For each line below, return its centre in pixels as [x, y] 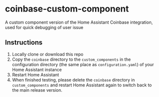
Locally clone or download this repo [48, 54]
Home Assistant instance [37, 69]
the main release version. [37, 90]
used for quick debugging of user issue [44, 27]
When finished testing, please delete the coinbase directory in [73, 80]
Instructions [24, 43]
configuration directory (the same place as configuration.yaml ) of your [83, 64]
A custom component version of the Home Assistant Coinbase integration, [79, 22]
